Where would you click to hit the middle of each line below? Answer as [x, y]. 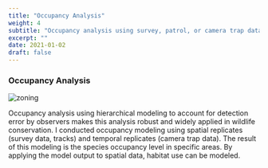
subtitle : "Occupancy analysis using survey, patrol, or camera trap [126, 30]
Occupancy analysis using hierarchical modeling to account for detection [128, 113]
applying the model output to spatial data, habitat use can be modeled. [124, 155]
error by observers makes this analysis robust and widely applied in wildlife [132, 122]
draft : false [30, 53]
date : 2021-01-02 [37, 45]
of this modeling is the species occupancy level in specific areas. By [120, 147]
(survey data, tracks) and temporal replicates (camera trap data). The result [132, 139]
